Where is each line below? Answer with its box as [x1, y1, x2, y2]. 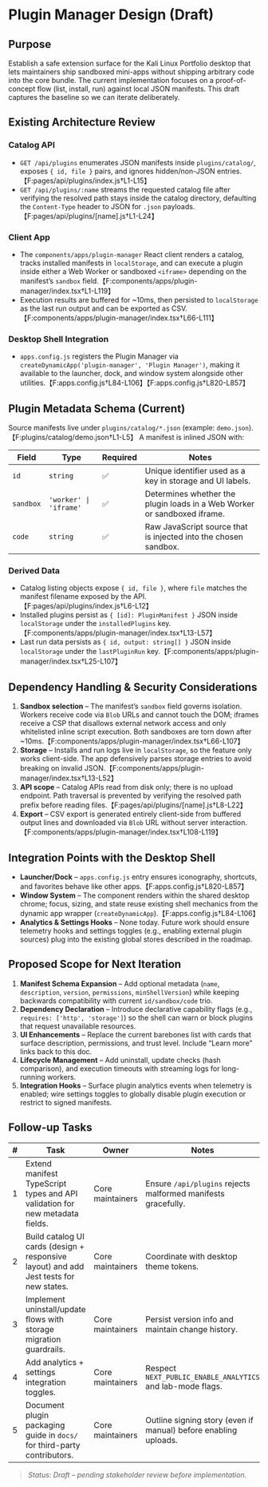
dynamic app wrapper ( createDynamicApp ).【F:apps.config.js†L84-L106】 [19, 909, 260, 918]
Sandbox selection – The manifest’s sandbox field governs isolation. [19, 701, 242, 712]
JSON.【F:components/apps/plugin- [84, 763, 205, 773]
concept [8, 84, 36, 93]
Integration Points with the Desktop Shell [8, 851, 215, 864]
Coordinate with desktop [145, 1251, 238, 1262]
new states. [25, 1280, 69, 1291]
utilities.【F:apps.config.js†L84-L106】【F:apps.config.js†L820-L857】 [19, 378, 250, 388]
